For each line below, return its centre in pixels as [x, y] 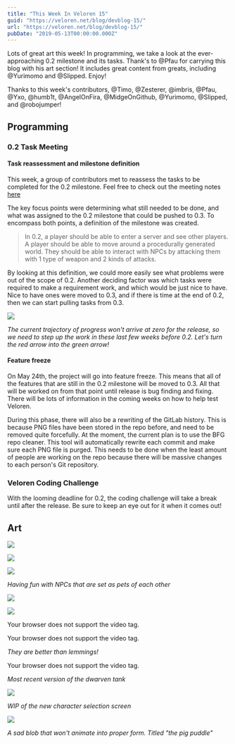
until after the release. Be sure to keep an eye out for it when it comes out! [115, 506]
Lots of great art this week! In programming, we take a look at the [102, 54]
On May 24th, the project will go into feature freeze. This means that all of [114, 376]
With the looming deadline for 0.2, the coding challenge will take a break [112, 498]
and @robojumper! [34, 105]
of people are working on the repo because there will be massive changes [115, 457]
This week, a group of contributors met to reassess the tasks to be [104, 179]
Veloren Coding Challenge [53, 483]
